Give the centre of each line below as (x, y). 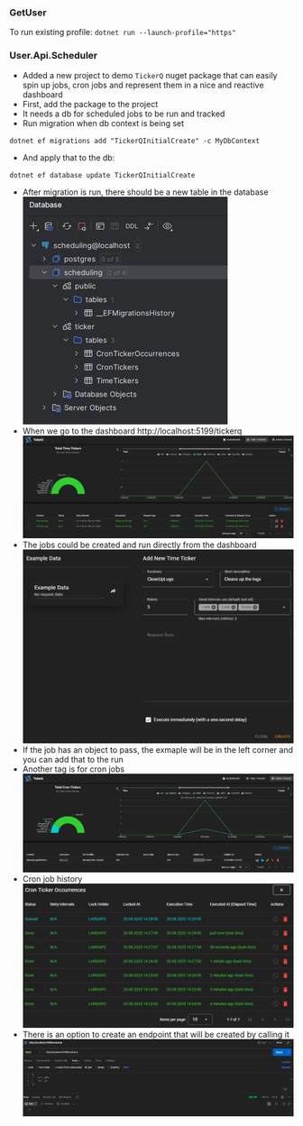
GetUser (28, 13)
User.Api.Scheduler (54, 56)
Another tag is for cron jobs (73, 769)
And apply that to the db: (69, 157)
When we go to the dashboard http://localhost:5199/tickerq (132, 431)
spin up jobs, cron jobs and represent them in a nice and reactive (143, 85)
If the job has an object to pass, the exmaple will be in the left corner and (158, 750)
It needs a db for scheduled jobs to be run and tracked (124, 114)
